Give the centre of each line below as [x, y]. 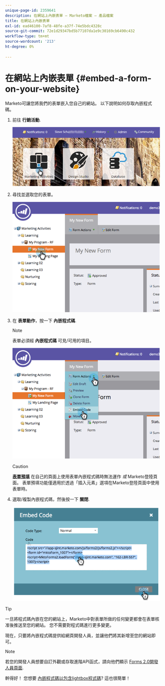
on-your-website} [42, 89]
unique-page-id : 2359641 [30, 10]
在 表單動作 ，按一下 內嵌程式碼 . [44, 321]
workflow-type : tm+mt [27, 36]
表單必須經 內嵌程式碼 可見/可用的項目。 [53, 341]
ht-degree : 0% [20, 47]
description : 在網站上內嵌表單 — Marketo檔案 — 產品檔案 [59, 15]
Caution [20, 466]
